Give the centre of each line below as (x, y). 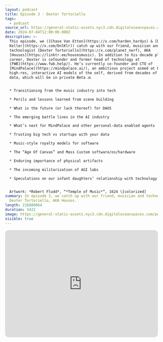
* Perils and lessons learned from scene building (62, 99)
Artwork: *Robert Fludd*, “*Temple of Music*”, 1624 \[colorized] (78, 191)
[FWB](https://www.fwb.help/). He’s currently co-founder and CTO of (81, 64)
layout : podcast (21, 9)
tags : (10, 19)
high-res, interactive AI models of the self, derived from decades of (83, 73)
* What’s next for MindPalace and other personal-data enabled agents (82, 126)
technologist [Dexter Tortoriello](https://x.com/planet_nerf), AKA (80, 50)
